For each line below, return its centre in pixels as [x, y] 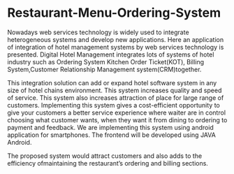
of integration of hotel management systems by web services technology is [116, 47]
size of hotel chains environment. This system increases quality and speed [115, 90]
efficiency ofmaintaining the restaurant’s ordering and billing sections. [108, 163]
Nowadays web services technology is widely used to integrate [98, 32]
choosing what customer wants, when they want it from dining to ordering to [117, 119]
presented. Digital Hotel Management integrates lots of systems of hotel [111, 55]
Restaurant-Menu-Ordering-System [114, 13]
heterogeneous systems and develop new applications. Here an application [116, 39]
